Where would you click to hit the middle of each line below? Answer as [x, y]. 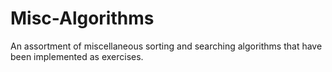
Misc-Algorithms [82, 18]
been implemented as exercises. [77, 56]
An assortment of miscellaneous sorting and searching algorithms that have [166, 46]
